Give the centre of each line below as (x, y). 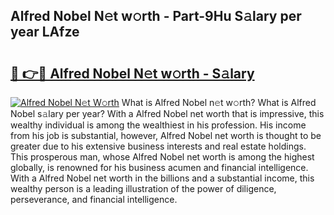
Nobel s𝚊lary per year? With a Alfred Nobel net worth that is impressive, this (167, 113)
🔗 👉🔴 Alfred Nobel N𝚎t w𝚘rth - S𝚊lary (132, 73)
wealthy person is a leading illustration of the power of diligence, (143, 188)
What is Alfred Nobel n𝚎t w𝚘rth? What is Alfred (219, 102)
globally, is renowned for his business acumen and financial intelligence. (159, 167)
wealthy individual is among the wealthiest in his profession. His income (158, 125)
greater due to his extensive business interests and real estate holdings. (158, 146)
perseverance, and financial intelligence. (94, 199)
